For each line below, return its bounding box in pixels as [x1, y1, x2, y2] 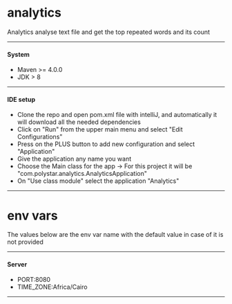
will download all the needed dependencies [17, 118, 142, 126]
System [7, 50, 30, 58]
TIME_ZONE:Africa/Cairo [17, 283, 88, 292]
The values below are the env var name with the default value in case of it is [7, 231, 224, 239]
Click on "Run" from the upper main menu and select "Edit [17, 125, 183, 134]
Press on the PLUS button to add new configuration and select [17, 140, 195, 148]
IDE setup [7, 95, 36, 103]
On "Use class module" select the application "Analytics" [17, 177, 180, 185]
